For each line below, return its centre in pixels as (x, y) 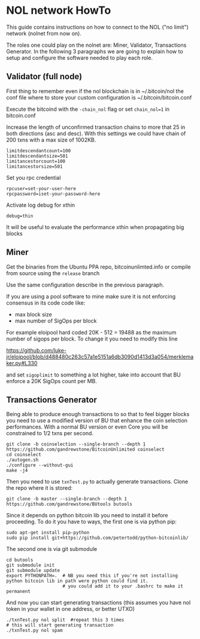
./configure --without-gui (40, 465)
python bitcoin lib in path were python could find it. (77, 581)
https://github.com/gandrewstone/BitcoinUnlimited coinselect (85, 450)
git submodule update (33, 571)
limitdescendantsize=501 (37, 156)
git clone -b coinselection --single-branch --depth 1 (76, 444)
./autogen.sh (22, 460)
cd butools (20, 560)
